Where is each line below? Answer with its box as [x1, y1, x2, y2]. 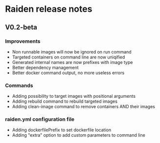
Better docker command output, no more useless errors [12, 70, 125, 76]
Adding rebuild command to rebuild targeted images [12, 98, 117, 104]
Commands [5, 82, 33, 89]
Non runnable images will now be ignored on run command [12, 49, 132, 55]
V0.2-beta [5, 23, 38, 31]
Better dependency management [12, 64, 79, 70]
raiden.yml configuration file [5, 116, 75, 123]
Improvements [5, 38, 41, 45]
